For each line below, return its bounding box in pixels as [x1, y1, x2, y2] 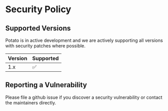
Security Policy [5, 4, 72, 15]
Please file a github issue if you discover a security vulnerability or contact [5, 94, 163, 100]
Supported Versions [5, 24, 71, 33]
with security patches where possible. [5, 43, 86, 49]
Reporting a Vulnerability [5, 80, 87, 90]
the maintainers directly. [5, 99, 56, 105]
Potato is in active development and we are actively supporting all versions [5, 37, 163, 43]
